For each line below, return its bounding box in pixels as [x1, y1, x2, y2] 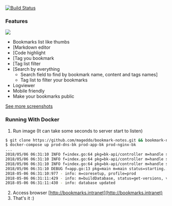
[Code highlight [12, 50, 46, 56]
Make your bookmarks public [12, 93, 75, 99]
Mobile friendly [12, 88, 45, 94]
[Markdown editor [12, 44, 51, 51]
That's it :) [12, 195, 35, 201]
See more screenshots [5, 103, 53, 110]
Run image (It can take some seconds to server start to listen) [12, 128, 143, 134]
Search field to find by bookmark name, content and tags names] [20, 72, 158, 78]
